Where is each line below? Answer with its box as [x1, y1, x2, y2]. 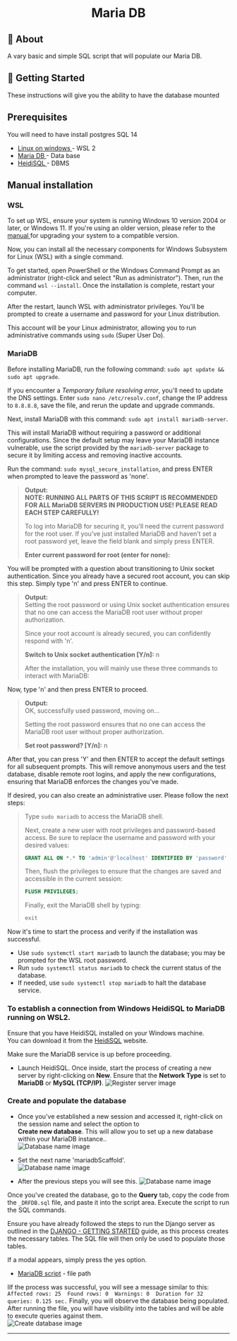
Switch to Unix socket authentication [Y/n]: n [24, 650, 160, 659]
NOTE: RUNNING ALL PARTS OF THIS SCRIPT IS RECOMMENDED [24, 493, 218, 502]
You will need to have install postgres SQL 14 [7, 130, 138, 138]
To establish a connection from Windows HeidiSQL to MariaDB [7, 1004, 226, 1014]
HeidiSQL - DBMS [17, 159, 70, 167]
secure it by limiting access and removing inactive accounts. [7, 450, 183, 459]
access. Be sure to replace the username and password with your [24, 833, 216, 841]
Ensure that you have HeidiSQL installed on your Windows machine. [7, 1028, 205, 1037]
